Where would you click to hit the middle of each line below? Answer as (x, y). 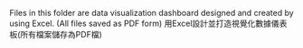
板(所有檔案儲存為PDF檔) (56, 34)
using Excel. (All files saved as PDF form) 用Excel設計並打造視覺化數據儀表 (148, 23)
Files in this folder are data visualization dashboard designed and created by (151, 13)
